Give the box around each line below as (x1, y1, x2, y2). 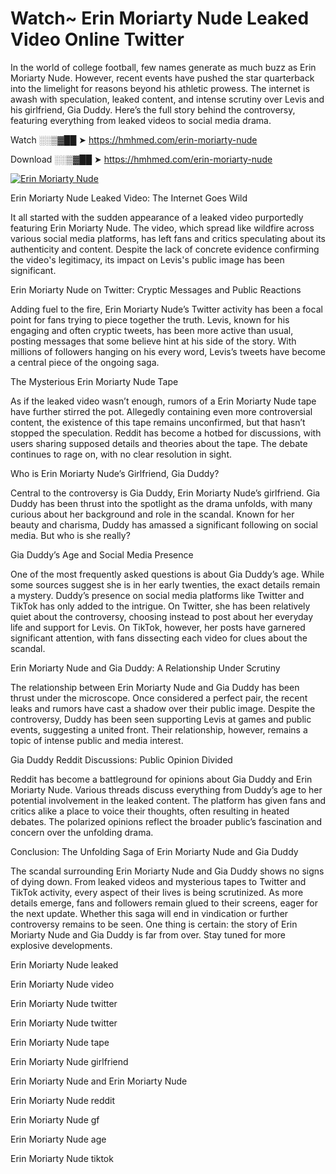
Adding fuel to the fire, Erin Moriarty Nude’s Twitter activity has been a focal (10, 303, 323, 315)
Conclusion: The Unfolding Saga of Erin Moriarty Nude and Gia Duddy (10, 845, 299, 857)
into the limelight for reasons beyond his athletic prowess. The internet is (10, 82, 310, 94)
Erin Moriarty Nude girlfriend (10, 1055, 129, 1067)
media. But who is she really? (10, 529, 131, 541)
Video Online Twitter (10, 28, 185, 51)
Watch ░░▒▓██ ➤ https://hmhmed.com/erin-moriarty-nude (10, 133, 258, 146)
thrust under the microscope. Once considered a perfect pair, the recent (10, 692, 308, 704)
